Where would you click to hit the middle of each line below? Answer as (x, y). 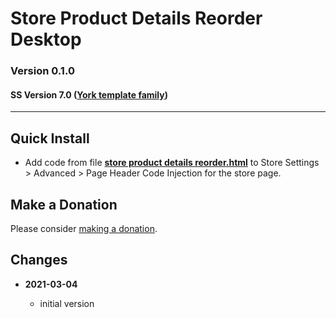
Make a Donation (64, 204)
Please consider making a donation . (84, 228)
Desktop (46, 39)
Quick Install (50, 138)
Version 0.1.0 (42, 71)
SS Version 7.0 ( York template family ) (89, 94)
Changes (39, 260)
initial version (67, 303)
